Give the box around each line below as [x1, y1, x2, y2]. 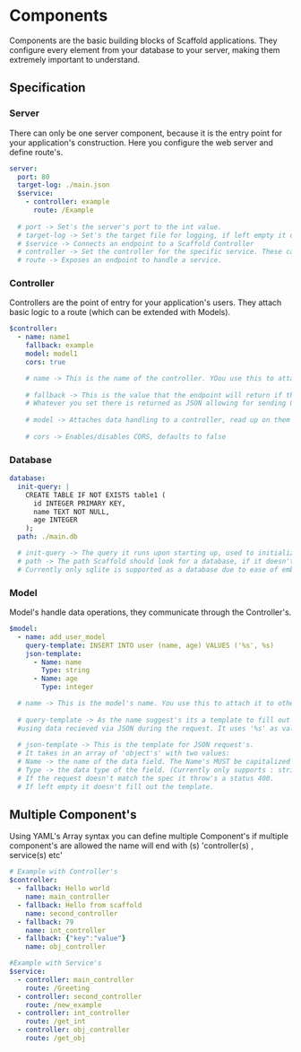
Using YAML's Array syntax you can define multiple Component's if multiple [9, 831, 289, 842]
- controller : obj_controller [17, 1025, 130, 1035]
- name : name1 [17, 333, 70, 342]
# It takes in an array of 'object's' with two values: [17, 749, 230, 758]
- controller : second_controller [17, 992, 142, 1001]
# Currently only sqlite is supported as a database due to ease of [17, 565, 279, 574]
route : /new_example [25, 1000, 102, 1010]
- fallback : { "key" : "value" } [17, 934, 126, 943]
